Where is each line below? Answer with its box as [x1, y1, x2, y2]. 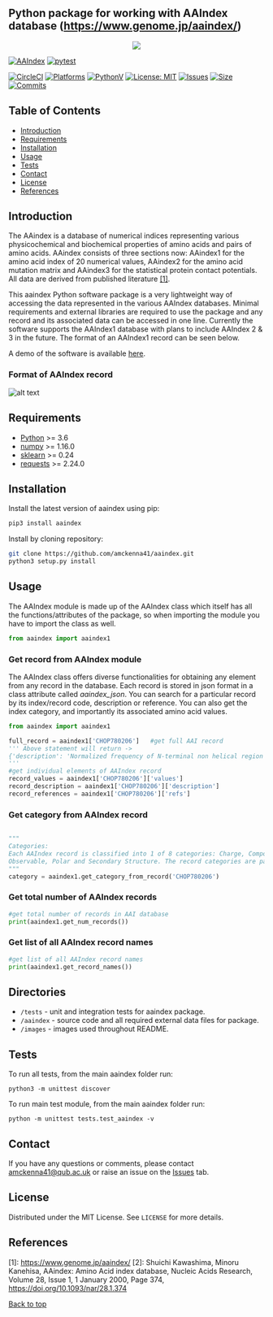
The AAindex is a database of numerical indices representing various [8, 231, 240, 240]
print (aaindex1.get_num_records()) [8, 917, 129, 925]
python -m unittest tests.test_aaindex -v [8, 1115, 154, 1124]
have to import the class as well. [8, 618, 116, 628]
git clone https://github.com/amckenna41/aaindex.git [8, 550, 195, 558]
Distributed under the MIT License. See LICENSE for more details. [8, 1212, 224, 1222]
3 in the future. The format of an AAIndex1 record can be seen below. [8, 333, 240, 343]
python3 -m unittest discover [8, 1085, 111, 1094]
